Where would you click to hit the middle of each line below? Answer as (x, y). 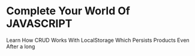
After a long (21, 46)
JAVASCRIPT (39, 24)
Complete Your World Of (68, 11)
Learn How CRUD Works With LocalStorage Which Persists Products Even (98, 40)
